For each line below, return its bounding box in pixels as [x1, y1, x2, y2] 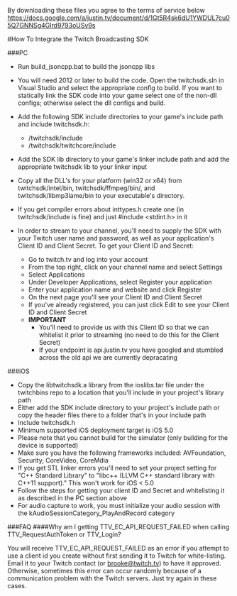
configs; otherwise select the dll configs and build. [17, 99, 166, 107]
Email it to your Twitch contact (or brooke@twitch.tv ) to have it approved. [7, 559, 221, 567]
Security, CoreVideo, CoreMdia [17, 456, 109, 464]
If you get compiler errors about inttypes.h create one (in [17, 205, 184, 214]
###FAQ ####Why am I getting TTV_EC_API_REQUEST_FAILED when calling [7, 523, 230, 531]
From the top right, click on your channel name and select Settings [28, 263, 223, 271]
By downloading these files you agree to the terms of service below [7, 6, 205, 14]
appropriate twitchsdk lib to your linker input [17, 162, 148, 171]
